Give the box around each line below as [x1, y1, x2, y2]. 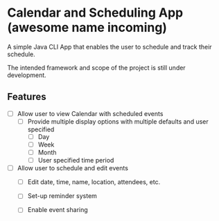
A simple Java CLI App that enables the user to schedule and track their [7, 42, 213, 51]
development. [7, 71, 46, 79]
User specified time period [37, 156, 114, 165]
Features [7, 91, 46, 103]
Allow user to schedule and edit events [17, 164, 128, 172]
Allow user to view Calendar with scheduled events [17, 109, 164, 117]
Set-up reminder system [27, 192, 97, 200]
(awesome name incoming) [7, 19, 168, 35]
